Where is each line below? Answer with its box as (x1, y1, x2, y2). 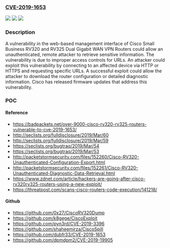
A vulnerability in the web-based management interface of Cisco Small (5, 40, 155, 47)
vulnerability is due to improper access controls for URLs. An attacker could (5, 56, 165, 63)
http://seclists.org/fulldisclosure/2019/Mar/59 (12, 137, 109, 143)
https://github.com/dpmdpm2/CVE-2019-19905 (12, 237, 113, 243)
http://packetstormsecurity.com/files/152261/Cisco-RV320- (12, 164, 138, 170)
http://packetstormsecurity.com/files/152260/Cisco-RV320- (12, 154, 139, 160)
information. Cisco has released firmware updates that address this (5, 79, 147, 85)
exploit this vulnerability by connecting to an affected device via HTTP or (5, 62, 159, 68)
